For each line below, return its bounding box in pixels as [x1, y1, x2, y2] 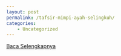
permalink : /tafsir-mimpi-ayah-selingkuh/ [6, 15, 115, 21]
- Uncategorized [17, 26, 59, 32]
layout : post [6, 9, 39, 15]
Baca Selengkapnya [6, 43, 56, 50]
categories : [6, 20, 36, 26]
